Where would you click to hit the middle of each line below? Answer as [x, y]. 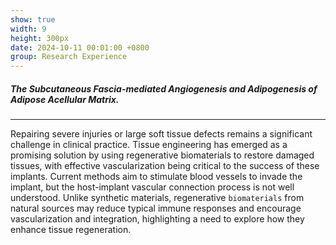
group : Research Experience [69, 57]
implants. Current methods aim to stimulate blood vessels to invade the [156, 177]
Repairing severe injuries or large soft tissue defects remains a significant [161, 134]
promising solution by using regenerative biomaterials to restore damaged [162, 155]
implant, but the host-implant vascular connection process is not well [152, 187]
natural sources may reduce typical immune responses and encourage [156, 208]
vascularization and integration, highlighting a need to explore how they [157, 219]
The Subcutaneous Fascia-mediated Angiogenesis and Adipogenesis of [164, 88]
